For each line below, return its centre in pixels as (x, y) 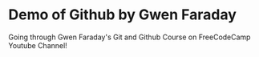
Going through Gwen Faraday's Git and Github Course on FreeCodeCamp (129, 37)
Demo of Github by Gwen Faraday (122, 15)
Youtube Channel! (38, 45)
